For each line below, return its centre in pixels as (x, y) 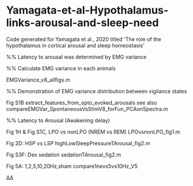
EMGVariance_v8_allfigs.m (38, 80)
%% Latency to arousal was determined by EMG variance (76, 57)
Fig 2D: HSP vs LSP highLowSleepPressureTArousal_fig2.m (78, 143)
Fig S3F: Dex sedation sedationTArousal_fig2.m (64, 155)
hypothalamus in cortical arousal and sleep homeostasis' (75, 45)
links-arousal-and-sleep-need (83, 23)
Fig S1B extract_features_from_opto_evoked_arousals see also (82, 102)
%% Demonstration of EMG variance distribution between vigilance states (97, 91)
